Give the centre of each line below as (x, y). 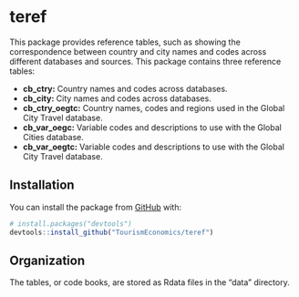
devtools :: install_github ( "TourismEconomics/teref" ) (112, 232)
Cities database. (53, 137)
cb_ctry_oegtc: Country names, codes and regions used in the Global (154, 108)
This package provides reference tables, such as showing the (125, 42)
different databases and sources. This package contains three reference (145, 61)
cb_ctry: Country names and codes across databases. (125, 88)
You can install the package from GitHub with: (96, 207)
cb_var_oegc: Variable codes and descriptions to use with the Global (152, 127)
